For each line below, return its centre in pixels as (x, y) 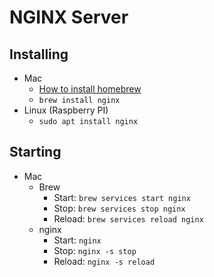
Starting (35, 152)
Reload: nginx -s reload (104, 261)
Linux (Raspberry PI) (66, 110)
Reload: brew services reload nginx (128, 218)
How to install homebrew (90, 89)
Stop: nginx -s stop (95, 250)
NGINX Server (69, 17)
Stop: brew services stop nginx (119, 208)
